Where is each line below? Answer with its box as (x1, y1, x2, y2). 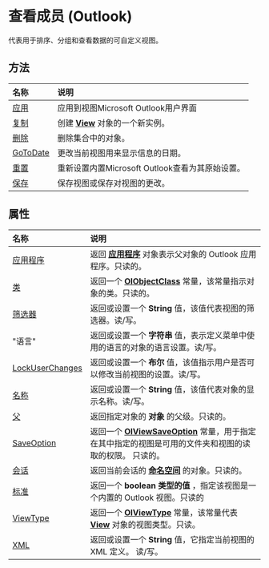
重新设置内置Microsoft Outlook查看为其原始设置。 (57, 162, 246, 173)
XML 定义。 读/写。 (90, 546, 163, 557)
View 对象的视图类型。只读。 (90, 518, 200, 530)
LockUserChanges (12, 362, 82, 373)
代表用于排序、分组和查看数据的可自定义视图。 (8, 35, 163, 45)
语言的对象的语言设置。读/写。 (106, 341, 222, 352)
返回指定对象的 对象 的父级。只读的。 (90, 410, 231, 421)
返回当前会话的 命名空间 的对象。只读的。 (90, 465, 247, 476)
